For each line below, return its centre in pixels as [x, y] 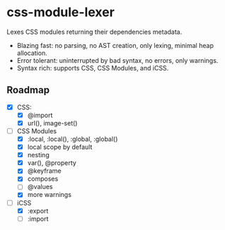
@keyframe [44, 171]
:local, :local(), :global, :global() [73, 139]
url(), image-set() [52, 123]
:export [38, 211]
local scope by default [60, 147]
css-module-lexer [60, 12]
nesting [39, 155]
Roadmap [28, 90]
